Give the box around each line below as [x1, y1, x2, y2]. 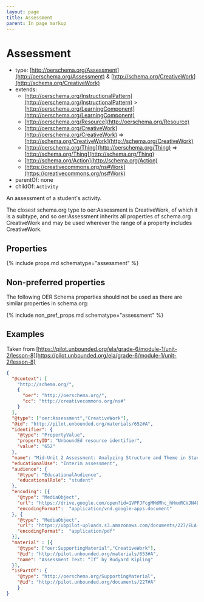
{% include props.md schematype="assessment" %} [6, 260, 139, 267]
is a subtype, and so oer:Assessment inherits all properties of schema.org [6, 213, 191, 220]
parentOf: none [15, 176, 53, 184]
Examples [6, 329, 44, 339]
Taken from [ [6, 345, 38, 353]
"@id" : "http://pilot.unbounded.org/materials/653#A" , [17, 551, 159, 557]
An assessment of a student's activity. [6, 195, 102, 202]
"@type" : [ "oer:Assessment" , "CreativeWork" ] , [12, 415, 129, 421]
